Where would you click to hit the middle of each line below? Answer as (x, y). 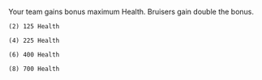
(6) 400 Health (34, 55)
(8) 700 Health (34, 69)
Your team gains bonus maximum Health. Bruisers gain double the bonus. (131, 12)
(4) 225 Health (34, 40)
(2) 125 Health (34, 27)
